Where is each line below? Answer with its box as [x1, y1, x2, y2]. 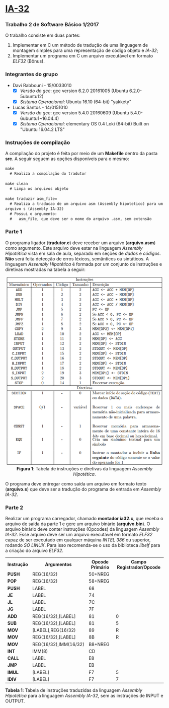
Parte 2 [5, 504, 24, 511]
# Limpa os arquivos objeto [10, 186, 69, 191]
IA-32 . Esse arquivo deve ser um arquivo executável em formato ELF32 [5, 532, 152, 538]
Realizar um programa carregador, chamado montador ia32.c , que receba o [5, 516, 163, 522]
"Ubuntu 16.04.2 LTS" [20, 126, 65, 132]
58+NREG [89, 578, 110, 584]
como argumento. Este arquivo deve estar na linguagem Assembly [5, 245, 143, 251]
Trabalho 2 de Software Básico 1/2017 [5, 21, 99, 28]
